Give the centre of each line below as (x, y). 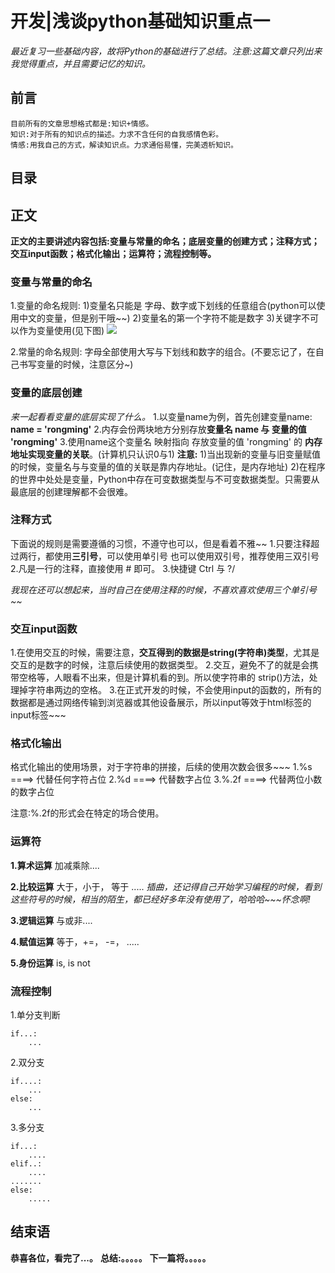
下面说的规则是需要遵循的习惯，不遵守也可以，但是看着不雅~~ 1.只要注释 (161, 543)
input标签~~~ (38, 715)
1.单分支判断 (35, 1015)
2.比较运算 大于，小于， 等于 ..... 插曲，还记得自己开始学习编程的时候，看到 (166, 886)
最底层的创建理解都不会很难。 (71, 491)
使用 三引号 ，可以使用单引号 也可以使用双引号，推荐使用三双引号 (186, 556)
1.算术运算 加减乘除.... (55, 865)
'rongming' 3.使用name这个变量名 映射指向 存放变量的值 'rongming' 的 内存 (166, 441)
